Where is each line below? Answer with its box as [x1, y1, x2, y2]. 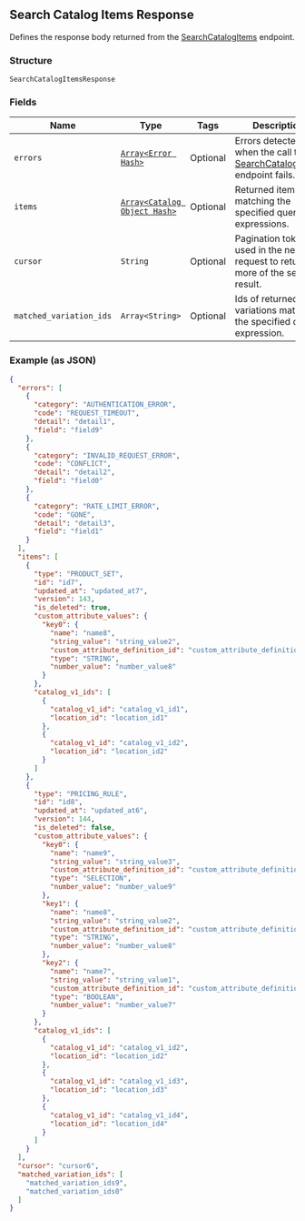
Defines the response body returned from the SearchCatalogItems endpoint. [9, 31, 295, 42]
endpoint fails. [234, 168, 296, 181]
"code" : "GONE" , [33, 510, 95, 520]
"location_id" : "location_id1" [49, 713, 169, 722]
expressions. [234, 217, 290, 230]
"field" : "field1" [33, 527, 103, 536]
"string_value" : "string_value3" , [49, 857, 181, 866]
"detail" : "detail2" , [33, 468, 116, 477]
